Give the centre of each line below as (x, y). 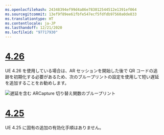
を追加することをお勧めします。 (37, 83)
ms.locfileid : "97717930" (31, 32)
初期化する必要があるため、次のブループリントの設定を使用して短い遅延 (86, 77)
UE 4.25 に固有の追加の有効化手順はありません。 (54, 127)
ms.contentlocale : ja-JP (30, 23)
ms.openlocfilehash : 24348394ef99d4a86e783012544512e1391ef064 (71, 10)
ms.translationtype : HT (29, 19)
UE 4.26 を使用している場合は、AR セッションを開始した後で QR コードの (79, 70)
